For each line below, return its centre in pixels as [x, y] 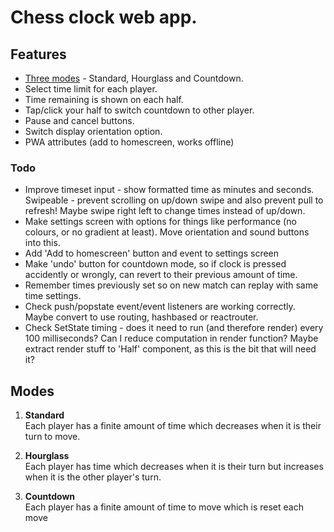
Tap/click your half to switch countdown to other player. [139, 110]
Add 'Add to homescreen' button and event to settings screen [152, 253]
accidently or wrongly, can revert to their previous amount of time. [161, 275]
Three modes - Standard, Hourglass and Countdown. [134, 78]
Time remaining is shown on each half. [104, 99]
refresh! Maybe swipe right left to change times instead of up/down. [165, 211]
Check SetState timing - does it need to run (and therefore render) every [174, 328]
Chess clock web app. [104, 17]
